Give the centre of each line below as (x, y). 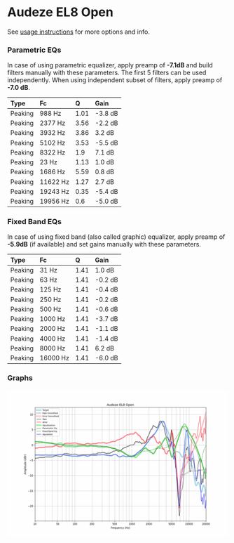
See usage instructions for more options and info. (79, 32)
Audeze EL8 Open (60, 12)
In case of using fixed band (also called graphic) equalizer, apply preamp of (116, 237)
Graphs (20, 378)
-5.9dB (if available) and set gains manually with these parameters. (104, 244)
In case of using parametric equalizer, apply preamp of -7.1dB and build (110, 65)
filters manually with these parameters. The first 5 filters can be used (107, 73)
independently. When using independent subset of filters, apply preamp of (115, 80)
